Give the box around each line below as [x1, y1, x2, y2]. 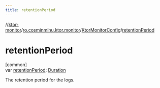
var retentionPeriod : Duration [5, 67, 66, 73]
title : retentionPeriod [5, 7, 56, 13]
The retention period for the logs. [5, 77, 75, 83]
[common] [5, 62, 27, 68]
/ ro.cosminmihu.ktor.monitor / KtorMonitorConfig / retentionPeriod [21, 26, 155, 33]
